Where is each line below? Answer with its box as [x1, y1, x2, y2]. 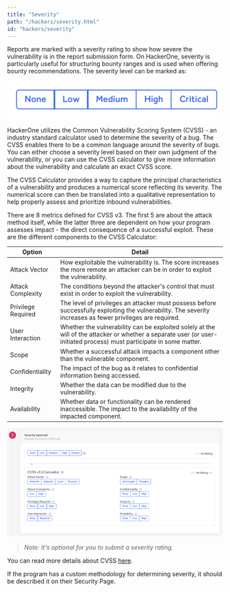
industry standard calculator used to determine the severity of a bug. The [7, 133, 214, 141]
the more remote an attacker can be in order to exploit [60, 265, 212, 274]
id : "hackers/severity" [7, 25, 75, 32]
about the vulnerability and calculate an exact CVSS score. [7, 162, 172, 171]
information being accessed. [60, 371, 140, 379]
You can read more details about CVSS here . [7, 556, 133, 565]
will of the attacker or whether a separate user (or [60, 330, 200, 339]
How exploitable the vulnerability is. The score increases [60, 258, 219, 266]
